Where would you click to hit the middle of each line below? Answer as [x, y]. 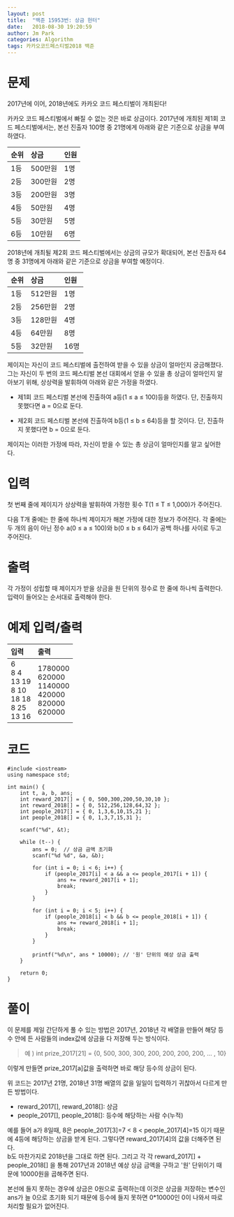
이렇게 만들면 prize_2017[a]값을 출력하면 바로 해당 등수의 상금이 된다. [102, 1068]
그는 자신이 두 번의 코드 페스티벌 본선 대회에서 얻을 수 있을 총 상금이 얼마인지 [111, 373]
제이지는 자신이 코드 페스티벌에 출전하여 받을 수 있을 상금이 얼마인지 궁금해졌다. [115, 365]
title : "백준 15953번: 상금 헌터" [54, 20]
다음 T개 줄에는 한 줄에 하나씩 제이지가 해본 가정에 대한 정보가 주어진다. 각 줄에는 [117, 519]
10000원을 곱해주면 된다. [54, 1174]
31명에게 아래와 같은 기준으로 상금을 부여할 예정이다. [93, 261]
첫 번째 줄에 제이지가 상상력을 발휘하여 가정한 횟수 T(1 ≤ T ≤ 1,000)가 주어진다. [115, 504]
